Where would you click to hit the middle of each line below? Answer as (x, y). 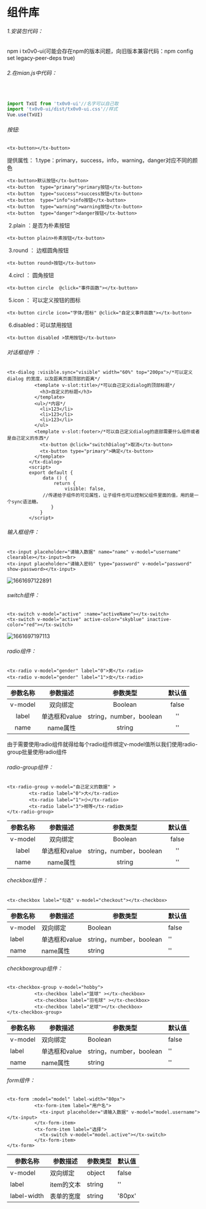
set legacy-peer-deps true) (41, 58)
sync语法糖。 (26, 502)
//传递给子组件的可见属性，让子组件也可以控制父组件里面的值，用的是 (118, 495)
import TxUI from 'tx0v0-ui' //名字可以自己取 (63, 104)
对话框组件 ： (24, 353)
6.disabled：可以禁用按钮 (40, 325)
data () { (55, 478)
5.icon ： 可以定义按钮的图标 (44, 300)
